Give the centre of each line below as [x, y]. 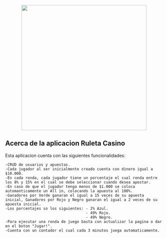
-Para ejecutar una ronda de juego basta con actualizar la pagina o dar [84, 221]
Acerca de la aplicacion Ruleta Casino [65, 144]
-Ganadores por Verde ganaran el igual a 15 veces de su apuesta [74, 195]
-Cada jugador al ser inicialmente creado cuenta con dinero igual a [79, 169]
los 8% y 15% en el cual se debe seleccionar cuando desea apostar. [78, 182]
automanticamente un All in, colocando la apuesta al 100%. [69, 191]
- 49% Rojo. [98, 213]
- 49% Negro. [99, 217]
